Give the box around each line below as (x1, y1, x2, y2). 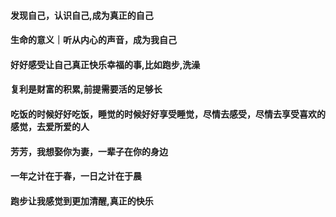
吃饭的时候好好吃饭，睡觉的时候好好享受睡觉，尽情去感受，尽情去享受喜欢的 (10, 108, 326, 120)
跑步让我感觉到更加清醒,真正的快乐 (10, 195, 154, 207)
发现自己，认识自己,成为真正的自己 (10, 9, 154, 21)
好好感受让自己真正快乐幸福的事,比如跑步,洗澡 (10, 58, 201, 70)
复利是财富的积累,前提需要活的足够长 (10, 83, 163, 95)
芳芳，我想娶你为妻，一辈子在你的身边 (10, 145, 168, 157)
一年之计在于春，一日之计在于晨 (10, 170, 142, 182)
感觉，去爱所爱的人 (10, 120, 90, 132)
